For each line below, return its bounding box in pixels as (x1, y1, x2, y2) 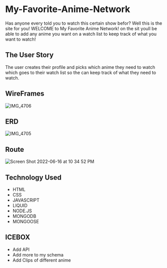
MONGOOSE (12, 219, 39, 224)
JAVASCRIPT (12, 197, 40, 203)
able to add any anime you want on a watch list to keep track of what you (5, 31, 157, 37)
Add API (12, 246, 30, 252)
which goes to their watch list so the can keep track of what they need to (5, 69, 156, 75)
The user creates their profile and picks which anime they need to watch (5, 64, 155, 70)
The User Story (5, 51, 54, 59)
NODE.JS (12, 208, 32, 214)
